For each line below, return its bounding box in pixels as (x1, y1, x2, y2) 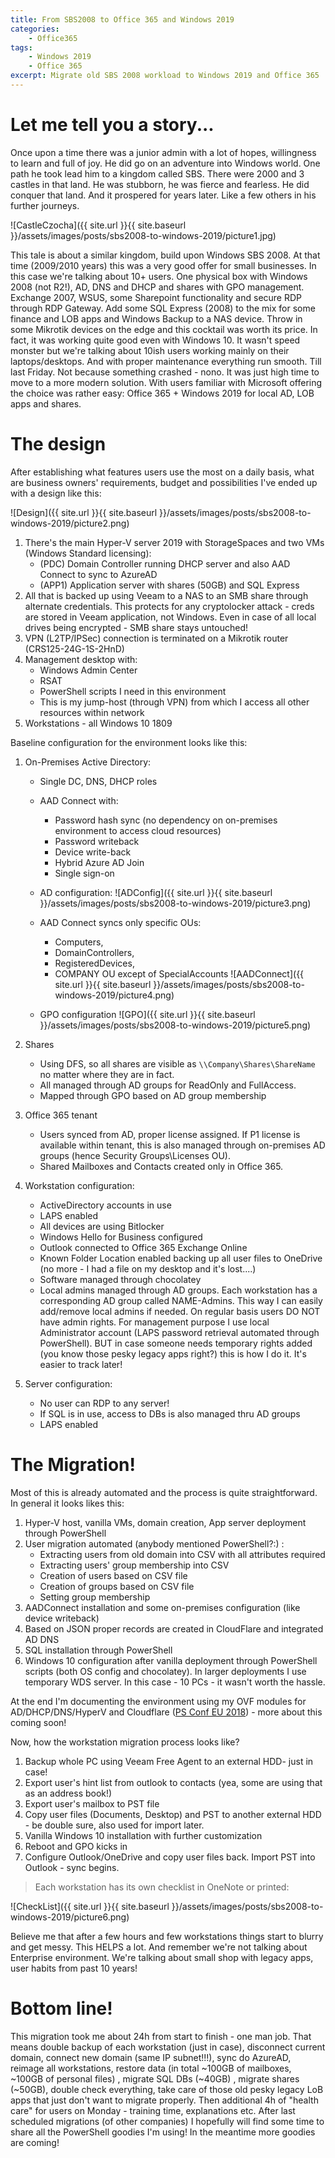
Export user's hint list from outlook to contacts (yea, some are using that (24, 1776, 323, 1788)
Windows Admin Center (39, 664, 138, 676)
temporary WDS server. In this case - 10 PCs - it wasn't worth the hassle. (24, 1676, 326, 1688)
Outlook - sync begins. (24, 1861, 120, 1873)
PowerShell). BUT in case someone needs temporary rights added (39, 1337, 313, 1349)
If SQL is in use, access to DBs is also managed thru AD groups (39, 1407, 301, 1420)
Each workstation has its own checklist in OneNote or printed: (34, 1881, 290, 1893)
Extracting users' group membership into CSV (39, 1559, 230, 1571)
